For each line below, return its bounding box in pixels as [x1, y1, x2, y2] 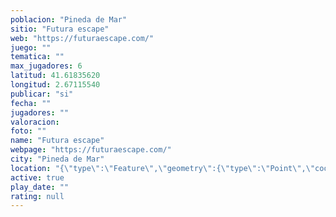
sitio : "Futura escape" [10, 24, 110, 34]
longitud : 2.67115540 [10, 80, 101, 90]
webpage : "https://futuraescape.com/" [10, 145, 172, 155]
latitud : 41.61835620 [10, 71, 101, 81]
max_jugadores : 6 [10, 61, 83, 71]
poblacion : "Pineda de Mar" [10, 14, 128, 25]
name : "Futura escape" [10, 136, 105, 146]
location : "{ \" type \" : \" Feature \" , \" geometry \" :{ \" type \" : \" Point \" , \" [10, 163, 316, 173]
